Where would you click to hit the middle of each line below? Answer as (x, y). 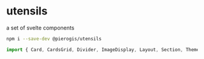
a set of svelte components (40, 28)
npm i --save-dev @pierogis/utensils (54, 39)
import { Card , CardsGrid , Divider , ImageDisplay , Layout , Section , (95, 49)
